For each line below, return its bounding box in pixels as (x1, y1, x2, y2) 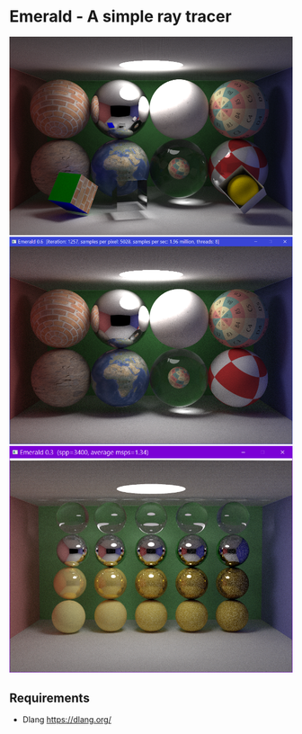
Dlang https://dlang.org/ (22, 714, 112, 725)
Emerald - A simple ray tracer (9, 6, 232, 27)
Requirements (9, 690, 90, 705)
